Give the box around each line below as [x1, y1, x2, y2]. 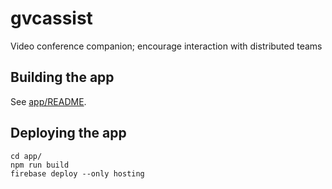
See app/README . [10, 95, 87, 107]
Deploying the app [10, 125, 127, 142]
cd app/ [10, 151, 43, 161]
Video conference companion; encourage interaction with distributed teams [10, 40, 323, 52]
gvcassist [10, 7, 93, 30]
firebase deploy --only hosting [10, 168, 145, 179]
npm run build [10, 160, 70, 170]
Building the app [10, 69, 115, 86]
